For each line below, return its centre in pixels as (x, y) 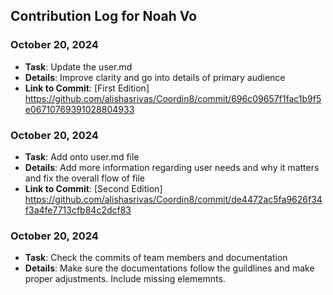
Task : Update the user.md (78, 66)
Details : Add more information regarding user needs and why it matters (172, 167)
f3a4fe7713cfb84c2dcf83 (78, 210)
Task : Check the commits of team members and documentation (156, 258)
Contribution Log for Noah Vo (104, 16)
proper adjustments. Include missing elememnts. (125, 279)
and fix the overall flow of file (85, 178)
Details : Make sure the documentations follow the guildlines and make (169, 268)
